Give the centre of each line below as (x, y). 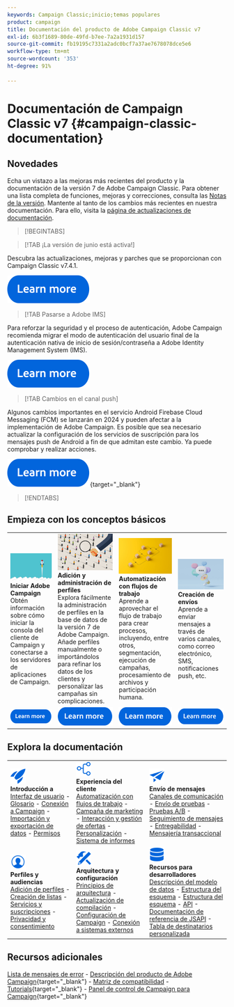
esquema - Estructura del (186, 896)
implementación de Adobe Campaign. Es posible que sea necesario (104, 427)
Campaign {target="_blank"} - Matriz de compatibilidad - (88, 981)
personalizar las (80, 686)
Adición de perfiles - (40, 889)
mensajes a (194, 624)
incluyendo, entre (144, 637)
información (28, 608)
